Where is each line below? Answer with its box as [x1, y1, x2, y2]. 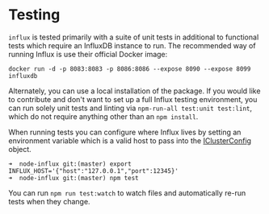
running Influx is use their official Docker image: [8, 49, 168, 59]
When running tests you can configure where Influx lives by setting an [8, 127, 242, 137]
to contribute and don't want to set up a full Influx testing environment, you [8, 94, 258, 104]
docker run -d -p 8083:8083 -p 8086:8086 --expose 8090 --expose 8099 [8, 64, 251, 73]
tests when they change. [8, 196, 90, 206]
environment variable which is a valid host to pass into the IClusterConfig [8, 135, 252, 146]
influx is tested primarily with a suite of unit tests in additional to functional [8, 32, 259, 42]
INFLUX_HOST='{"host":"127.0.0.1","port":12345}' [8, 167, 179, 175]
